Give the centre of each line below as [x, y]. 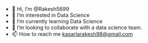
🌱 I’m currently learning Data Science [57, 21]
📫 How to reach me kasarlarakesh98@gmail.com [72, 34]
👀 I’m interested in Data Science [51, 15]
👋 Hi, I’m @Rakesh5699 [40, 9]
